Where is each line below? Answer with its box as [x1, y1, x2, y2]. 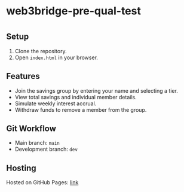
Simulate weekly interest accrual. [14, 100, 97, 107]
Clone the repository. [14, 47, 67, 54]
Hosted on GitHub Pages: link [6, 179, 79, 186]
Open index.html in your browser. [14, 54, 99, 61]
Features [6, 71, 40, 81]
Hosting [6, 163, 37, 173]
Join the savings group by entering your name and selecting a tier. [14, 87, 178, 94]
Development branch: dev [14, 145, 78, 153]
